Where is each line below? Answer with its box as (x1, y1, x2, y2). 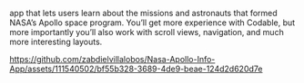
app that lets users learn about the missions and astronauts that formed (9, 8, 278, 18)
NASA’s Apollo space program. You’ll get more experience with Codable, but (9, 17, 296, 28)
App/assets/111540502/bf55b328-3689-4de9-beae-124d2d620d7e (9, 63, 263, 74)
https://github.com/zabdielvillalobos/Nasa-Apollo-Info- (9, 54, 216, 64)
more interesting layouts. (9, 36, 103, 47)
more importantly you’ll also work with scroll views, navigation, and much (9, 27, 284, 37)
